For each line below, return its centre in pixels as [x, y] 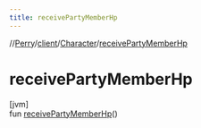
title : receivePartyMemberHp [63, 17]
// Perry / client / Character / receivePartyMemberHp [98, 43]
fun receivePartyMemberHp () [63, 114]
